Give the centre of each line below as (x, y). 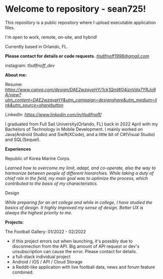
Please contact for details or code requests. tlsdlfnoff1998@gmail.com (77, 56)
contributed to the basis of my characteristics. (52, 183)
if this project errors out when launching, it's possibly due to (72, 241)
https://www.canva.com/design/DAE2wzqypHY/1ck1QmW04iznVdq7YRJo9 (81, 89)
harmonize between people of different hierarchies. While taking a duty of (80, 173)
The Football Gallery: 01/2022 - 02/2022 (45, 231)
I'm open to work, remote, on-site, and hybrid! (51, 37)
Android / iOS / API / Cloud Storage (47, 261)
